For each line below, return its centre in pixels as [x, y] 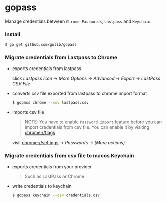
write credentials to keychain [42, 186]
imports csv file [28, 112]
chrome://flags [40, 133]
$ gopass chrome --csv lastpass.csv [50, 103]
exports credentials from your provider [52, 166]
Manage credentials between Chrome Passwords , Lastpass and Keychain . [78, 21]
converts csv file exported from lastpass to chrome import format [79, 93]
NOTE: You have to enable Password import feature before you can [93, 122]
